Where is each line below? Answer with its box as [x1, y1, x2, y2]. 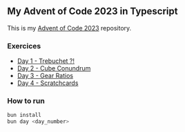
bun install [7, 112, 41, 119]
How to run [7, 96, 45, 106]
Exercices [7, 41, 41, 50]
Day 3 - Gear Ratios [17, 72, 74, 80]
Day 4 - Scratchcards [17, 79, 79, 87]
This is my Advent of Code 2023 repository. [7, 23, 132, 32]
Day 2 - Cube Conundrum [17, 64, 91, 73]
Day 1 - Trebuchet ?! [17, 57, 75, 65]
